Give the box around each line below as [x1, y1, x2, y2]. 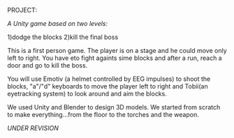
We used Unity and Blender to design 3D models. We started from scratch [7, 103, 221, 111]
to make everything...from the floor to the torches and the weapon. [7, 111, 199, 118]
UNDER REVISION [7, 124, 59, 132]
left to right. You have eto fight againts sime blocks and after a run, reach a [7, 54, 222, 62]
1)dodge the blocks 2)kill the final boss [7, 33, 119, 41]
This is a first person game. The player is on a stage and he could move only [7, 47, 227, 54]
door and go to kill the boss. [7, 61, 88, 69]
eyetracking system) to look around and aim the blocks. [7, 90, 168, 98]
